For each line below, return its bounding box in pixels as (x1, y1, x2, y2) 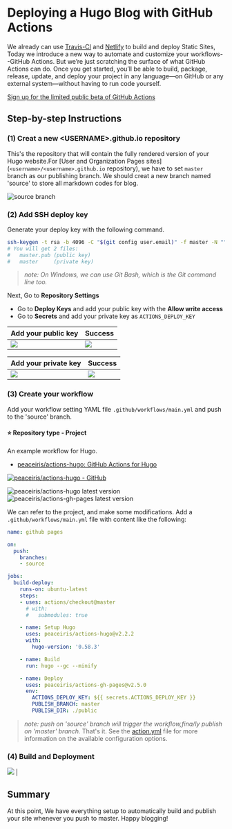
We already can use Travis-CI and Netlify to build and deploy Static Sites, (7, 42, 215, 51)
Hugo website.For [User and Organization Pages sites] (7, 157, 162, 165)
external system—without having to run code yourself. (7, 79, 162, 87)
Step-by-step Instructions (7, 113, 122, 125)
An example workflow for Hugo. (7, 446, 98, 455)
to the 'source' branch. (7, 412, 72, 421)
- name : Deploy (19, 674, 64, 682)
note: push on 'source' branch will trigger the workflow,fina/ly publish (23, 719, 223, 728)
